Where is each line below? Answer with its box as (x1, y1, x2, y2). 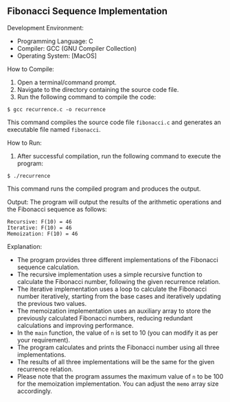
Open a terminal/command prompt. (16, 78, 117, 86)
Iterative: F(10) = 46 (7, 224, 72, 231)
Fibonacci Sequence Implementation (7, 5, 168, 17)
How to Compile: (7, 64, 55, 73)
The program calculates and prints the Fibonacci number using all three (16, 343, 220, 351)
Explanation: (7, 242, 43, 250)
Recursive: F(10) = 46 (7, 218, 72, 225)
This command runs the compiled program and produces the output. (7, 185, 201, 193)
